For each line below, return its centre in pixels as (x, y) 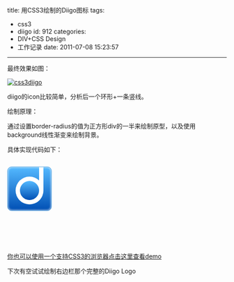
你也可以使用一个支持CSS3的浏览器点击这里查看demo (85, 256)
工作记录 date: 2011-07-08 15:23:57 (68, 47)
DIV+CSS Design (41, 39)
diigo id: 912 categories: (52, 31)
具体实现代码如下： (35, 149)
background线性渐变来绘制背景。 (55, 135)
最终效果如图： (29, 68)
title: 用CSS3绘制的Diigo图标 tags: (56, 10)
